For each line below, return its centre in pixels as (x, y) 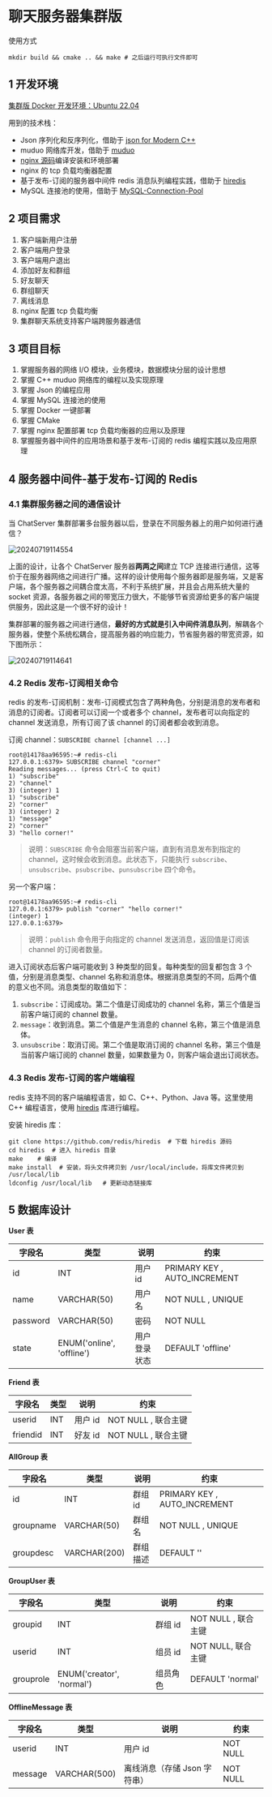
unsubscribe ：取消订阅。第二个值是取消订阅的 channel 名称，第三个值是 (140, 1045)
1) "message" (30, 819)
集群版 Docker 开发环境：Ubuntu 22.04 (74, 105)
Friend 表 (24, 1383)
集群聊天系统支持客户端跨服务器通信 (81, 320)
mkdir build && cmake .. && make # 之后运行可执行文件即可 (103, 58)
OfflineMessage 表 (40, 1707)
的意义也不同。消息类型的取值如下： (69, 987)
